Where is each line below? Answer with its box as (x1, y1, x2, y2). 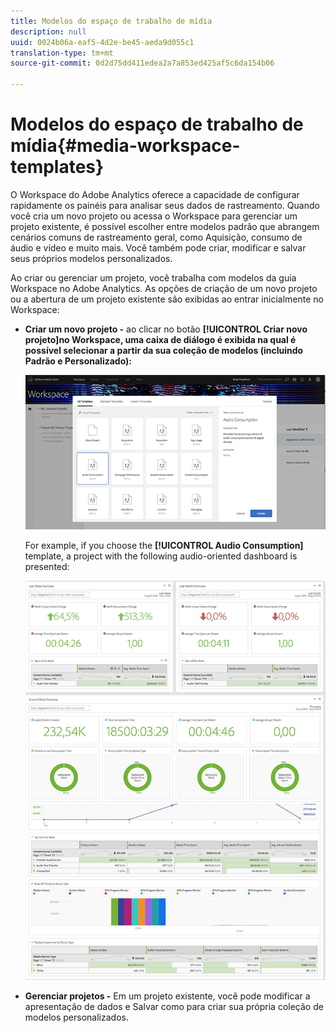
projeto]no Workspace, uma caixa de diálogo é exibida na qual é (24, 333, 297, 345)
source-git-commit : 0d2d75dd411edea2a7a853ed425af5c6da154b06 (10, 58, 275, 69)
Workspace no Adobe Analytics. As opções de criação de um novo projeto (10, 282, 318, 294)
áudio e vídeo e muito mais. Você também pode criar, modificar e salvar (10, 241, 307, 254)
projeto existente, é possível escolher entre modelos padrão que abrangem (10, 220, 320, 232)
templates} (10, 156, 105, 179)
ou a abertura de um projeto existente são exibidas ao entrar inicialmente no (10, 293, 324, 305)
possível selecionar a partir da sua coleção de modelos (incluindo (24, 344, 304, 356)
